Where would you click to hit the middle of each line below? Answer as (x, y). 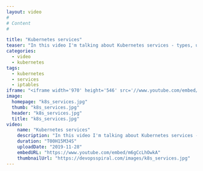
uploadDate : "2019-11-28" (50, 147)
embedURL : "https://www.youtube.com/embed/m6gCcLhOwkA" (89, 152)
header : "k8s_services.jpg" (47, 113)
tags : (13, 68)
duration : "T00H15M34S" (47, 141)
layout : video (24, 12)
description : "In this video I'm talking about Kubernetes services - (108, 136)
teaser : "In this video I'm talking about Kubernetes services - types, (100, 45)
